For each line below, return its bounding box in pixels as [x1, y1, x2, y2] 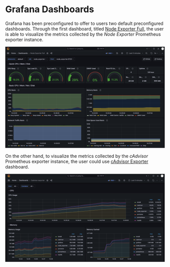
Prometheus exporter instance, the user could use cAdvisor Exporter [5, 158, 148, 164]
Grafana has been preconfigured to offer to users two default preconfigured [5, 20, 163, 26]
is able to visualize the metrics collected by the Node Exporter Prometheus [5, 31, 161, 37]
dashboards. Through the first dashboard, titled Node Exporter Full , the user [5, 25, 164, 31]
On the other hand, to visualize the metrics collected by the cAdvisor [5, 153, 148, 159]
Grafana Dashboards [5, 4, 95, 15]
